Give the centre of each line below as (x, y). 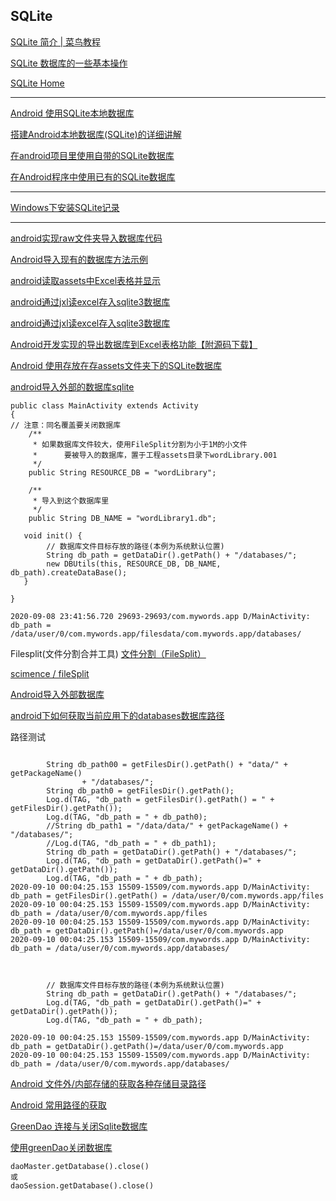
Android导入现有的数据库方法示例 (79, 259)
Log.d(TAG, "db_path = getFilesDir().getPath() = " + (160, 799)
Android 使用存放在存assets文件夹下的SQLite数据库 (116, 365)
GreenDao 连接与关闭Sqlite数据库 (79, 1126)
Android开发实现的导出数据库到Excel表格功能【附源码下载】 (134, 344)
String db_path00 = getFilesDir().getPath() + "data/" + (167, 764)
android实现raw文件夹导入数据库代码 (86, 238)
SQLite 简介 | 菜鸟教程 (56, 41)
